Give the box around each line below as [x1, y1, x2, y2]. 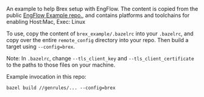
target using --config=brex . [6, 43, 75, 50]
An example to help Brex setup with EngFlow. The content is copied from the [6, 5, 199, 12]
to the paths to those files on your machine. [6, 61, 116, 68]
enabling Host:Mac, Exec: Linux [6, 18, 86, 25]
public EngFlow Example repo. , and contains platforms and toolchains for [6, 12, 190, 19]
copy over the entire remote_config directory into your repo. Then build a [6, 37, 189, 43]
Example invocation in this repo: [6, 73, 86, 80]
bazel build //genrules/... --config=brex [6, 85, 116, 91]
